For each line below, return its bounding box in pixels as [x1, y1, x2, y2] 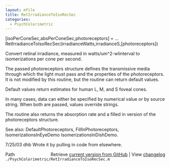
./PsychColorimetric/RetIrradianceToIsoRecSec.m [5, 157, 110, 162]
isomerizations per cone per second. [5, 56, 82, 62]
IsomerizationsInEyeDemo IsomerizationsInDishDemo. [5, 132, 118, 138]
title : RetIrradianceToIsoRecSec [5, 12, 76, 17]
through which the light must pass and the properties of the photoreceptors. [5, 71, 164, 77]
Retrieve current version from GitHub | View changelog [50, 151, 165, 157]
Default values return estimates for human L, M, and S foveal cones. [5, 87, 148, 93]
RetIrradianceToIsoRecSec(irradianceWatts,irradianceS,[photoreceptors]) [5, 41, 158, 47]
